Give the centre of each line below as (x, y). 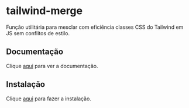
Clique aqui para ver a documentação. (52, 66)
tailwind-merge (44, 11)
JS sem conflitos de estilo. (38, 33)
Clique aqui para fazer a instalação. (49, 99)
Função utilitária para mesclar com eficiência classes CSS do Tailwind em (95, 27)
